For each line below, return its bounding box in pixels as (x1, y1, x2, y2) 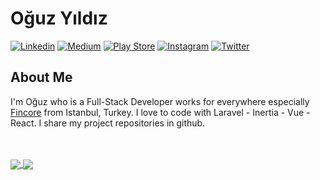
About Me (10, 69, 73, 86)
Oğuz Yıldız (10, 7, 108, 30)
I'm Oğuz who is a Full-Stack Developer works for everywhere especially (10, 95, 310, 107)
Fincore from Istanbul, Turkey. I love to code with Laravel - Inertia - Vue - (10, 106, 311, 118)
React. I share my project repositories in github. (10, 117, 206, 129)
